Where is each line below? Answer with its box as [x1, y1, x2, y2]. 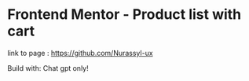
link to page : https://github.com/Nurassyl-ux [7, 48, 154, 57]
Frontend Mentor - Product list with [7, 6, 242, 24]
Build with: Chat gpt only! [7, 63, 89, 72]
